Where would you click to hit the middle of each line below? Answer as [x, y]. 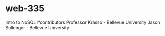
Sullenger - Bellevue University [37, 27]
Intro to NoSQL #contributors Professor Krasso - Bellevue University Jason [83, 22]
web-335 [25, 9]
